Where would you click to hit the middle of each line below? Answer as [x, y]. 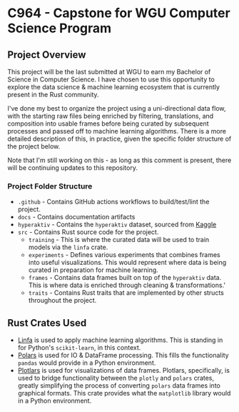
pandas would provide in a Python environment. [87, 363]
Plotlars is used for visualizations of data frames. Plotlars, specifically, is [124, 371]
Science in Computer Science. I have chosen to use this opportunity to [111, 79]
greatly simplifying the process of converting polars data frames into [119, 386]
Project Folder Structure [50, 186]
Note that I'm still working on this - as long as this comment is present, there [119, 160]
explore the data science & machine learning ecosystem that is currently [113, 87]
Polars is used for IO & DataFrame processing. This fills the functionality [123, 356]
